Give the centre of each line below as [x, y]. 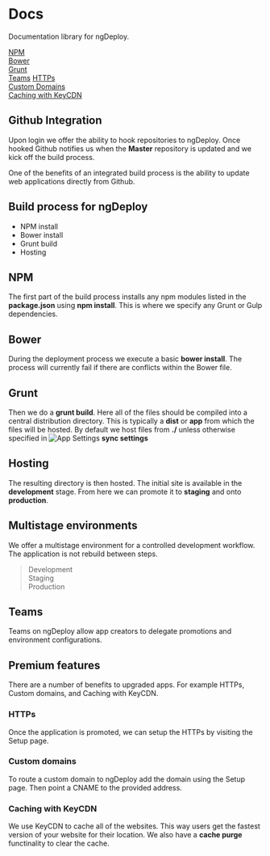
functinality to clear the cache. [59, 843]
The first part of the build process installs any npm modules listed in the [127, 297]
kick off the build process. [52, 157]
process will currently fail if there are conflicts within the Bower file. [120, 368]
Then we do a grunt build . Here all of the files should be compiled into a [128, 412]
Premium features [54, 665]
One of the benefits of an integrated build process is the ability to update [129, 173]
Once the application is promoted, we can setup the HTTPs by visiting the [131, 732]
